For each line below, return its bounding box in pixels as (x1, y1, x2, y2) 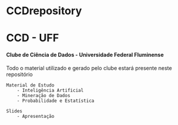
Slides (6, 108, 23, 114)
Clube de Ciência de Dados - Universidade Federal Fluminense (6, 51, 164, 58)
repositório (6, 70, 33, 78)
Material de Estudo (6, 82, 55, 88)
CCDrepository (6, 4, 82, 18)
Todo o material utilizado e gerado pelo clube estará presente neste (6, 64, 173, 72)
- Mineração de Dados (17, 92, 70, 98)
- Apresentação (17, 113, 55, 119)
